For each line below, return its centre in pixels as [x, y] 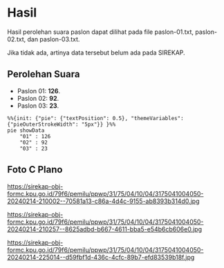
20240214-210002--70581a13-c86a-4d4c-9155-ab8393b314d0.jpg [103, 201]
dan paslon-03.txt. [54, 39]
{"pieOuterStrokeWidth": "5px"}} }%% [62, 124]
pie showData [26, 130]
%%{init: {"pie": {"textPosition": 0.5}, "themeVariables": [96, 118]
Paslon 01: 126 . [39, 90]
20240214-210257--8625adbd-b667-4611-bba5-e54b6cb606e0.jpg [105, 229]
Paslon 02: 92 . [38, 98]
